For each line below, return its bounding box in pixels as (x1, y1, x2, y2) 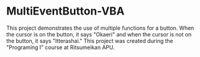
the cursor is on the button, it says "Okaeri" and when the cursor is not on (6, 30, 192, 38)
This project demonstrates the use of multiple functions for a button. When (6, 24, 195, 32)
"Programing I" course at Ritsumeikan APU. (6, 44, 115, 51)
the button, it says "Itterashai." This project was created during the (6, 37, 174, 44)
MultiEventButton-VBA (6, 4, 125, 18)
